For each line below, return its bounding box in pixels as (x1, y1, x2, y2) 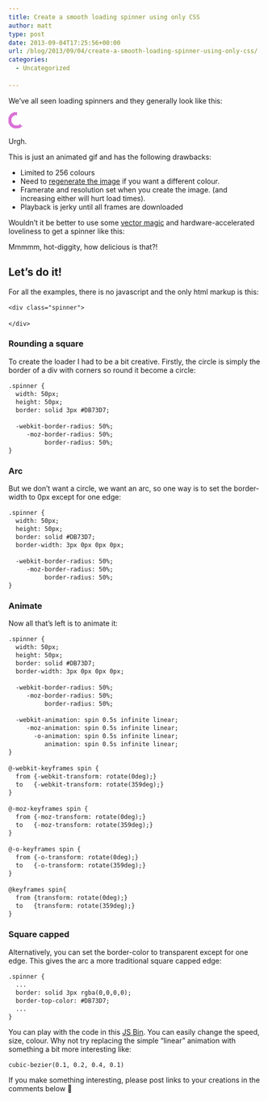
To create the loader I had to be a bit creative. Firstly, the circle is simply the (8, 356, 261, 366)
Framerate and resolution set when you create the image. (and (19, 184, 228, 194)
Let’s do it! (8, 265, 62, 279)
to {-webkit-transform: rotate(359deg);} (15, 781, 164, 789)
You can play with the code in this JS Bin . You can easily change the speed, (8, 1027, 260, 1036)
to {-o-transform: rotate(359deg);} (15, 862, 147, 870)
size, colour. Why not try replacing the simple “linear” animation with (8, 1036, 237, 1045)
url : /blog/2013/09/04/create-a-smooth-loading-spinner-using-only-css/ (8, 47, 258, 56)
